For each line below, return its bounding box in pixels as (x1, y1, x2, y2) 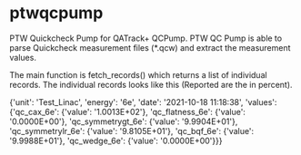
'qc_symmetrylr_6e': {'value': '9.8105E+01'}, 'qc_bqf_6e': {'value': (9, 125, 255, 136)
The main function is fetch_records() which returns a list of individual (9, 69, 267, 80)
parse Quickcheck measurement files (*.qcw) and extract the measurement (9, 42, 291, 53)
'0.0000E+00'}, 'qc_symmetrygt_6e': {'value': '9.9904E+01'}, (9, 116, 238, 127)
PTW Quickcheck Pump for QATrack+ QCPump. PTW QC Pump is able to (9, 33, 283, 44)
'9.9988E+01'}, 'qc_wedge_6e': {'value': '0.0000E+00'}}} (9, 135, 223, 146)
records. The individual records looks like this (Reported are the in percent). (9, 79, 293, 90)
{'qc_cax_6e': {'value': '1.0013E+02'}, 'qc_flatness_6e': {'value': (9, 106, 246, 117)
